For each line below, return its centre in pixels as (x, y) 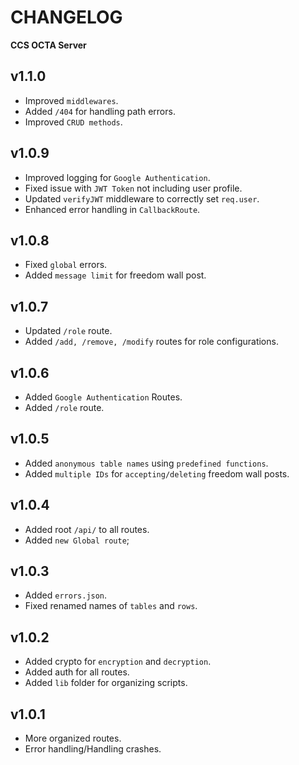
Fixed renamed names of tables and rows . (111, 606)
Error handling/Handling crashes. (93, 749)
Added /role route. (64, 407)
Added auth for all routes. (77, 672)
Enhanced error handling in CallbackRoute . (112, 209)
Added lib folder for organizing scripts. (106, 683)
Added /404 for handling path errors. (100, 111)
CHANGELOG (66, 17)
